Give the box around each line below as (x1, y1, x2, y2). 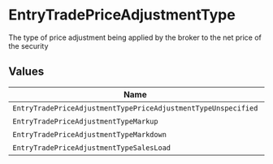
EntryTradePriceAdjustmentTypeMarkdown (12, 130, 167, 139)
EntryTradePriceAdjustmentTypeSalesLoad (12, 143, 171, 152)
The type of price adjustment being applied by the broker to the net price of (8, 32, 262, 42)
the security (8, 41, 49, 50)
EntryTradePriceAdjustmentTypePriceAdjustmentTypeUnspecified (12, 103, 258, 113)
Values (8, 65, 45, 79)
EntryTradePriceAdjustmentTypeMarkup (12, 116, 158, 126)
